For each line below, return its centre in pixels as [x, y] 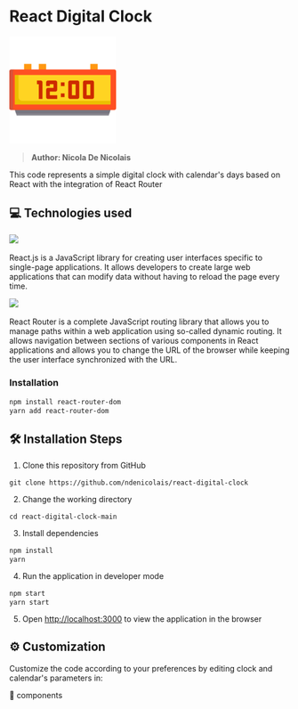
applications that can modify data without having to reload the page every [145, 276]
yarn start [29, 602]
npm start [28, 593]
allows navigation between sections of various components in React [134, 340]
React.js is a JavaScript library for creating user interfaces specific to [136, 257]
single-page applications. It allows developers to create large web [130, 267]
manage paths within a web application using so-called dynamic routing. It [145, 330]
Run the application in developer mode [93, 575]
